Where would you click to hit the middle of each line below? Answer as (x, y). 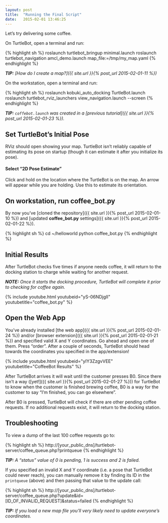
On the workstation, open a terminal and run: (51, 83)
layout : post (19, 10)
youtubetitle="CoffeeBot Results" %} (43, 366)
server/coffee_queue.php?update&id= (44, 495)
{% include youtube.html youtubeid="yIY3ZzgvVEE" (59, 361)
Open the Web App (35, 318)
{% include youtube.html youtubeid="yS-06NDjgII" (58, 297)
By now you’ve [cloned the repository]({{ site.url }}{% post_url (69, 213)
